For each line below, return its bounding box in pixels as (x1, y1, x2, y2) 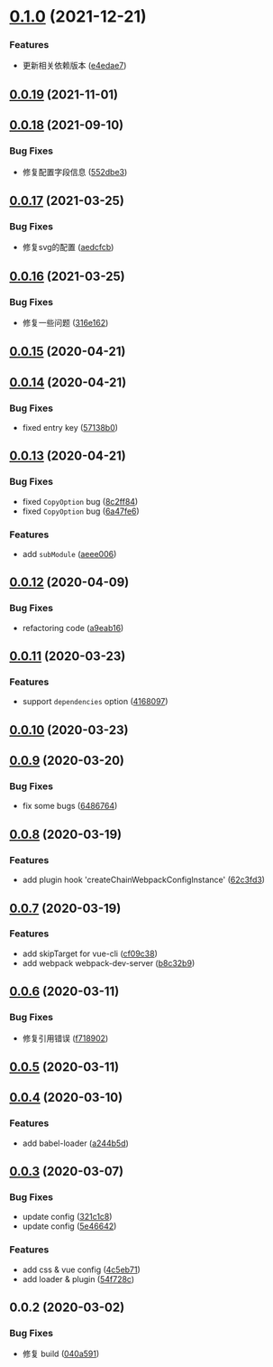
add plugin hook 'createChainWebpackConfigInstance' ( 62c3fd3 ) (22, 874, 266, 886)
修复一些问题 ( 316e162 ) (22, 317, 109, 328)
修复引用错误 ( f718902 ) (22, 1032, 109, 1044)
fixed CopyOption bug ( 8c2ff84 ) (22, 496, 139, 507)
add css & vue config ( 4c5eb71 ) (22, 1264, 141, 1275)
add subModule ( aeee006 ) (22, 549, 117, 559)
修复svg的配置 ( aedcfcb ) (22, 242, 114, 253)
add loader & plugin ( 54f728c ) (22, 1273, 135, 1284)
